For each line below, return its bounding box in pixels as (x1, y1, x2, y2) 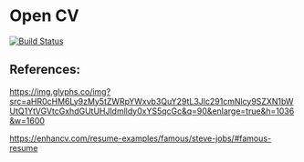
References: (9, 62, 80, 77)
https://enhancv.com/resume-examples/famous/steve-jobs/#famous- (9, 133, 272, 144)
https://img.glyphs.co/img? (9, 86, 111, 96)
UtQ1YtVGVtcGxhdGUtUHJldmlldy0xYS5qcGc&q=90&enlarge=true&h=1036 (9, 106, 295, 116)
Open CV (9, 5, 79, 26)
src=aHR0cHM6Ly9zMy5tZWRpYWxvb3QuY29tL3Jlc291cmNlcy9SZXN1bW (9, 96, 294, 106)
